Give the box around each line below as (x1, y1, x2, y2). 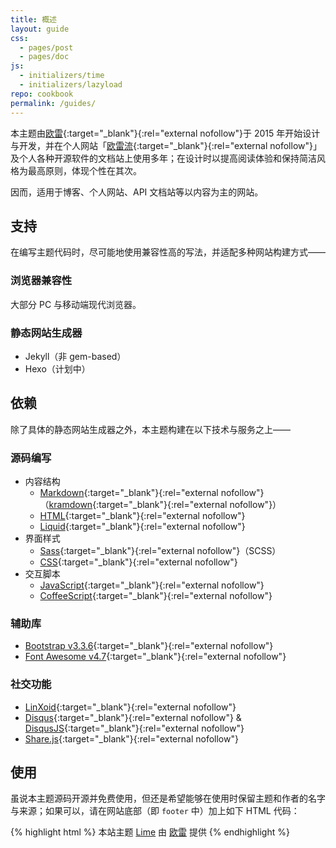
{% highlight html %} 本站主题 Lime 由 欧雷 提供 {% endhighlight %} (10, 826, 290, 838)
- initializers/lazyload (19, 80, 123, 90)
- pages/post (19, 42, 74, 53)
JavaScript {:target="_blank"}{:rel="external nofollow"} (39, 579, 265, 591)
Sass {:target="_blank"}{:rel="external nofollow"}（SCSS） (39, 545, 282, 557)
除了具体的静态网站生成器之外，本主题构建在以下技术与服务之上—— (10, 423, 291, 435)
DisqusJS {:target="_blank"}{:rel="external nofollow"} (24, 722, 245, 734)
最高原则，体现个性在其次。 (27, 164, 142, 176)
